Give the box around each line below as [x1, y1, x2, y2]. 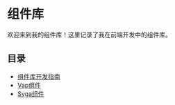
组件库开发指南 [17, 72, 60, 80]
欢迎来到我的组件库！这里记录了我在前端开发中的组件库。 [7, 30, 172, 39]
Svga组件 [17, 89, 44, 97]
